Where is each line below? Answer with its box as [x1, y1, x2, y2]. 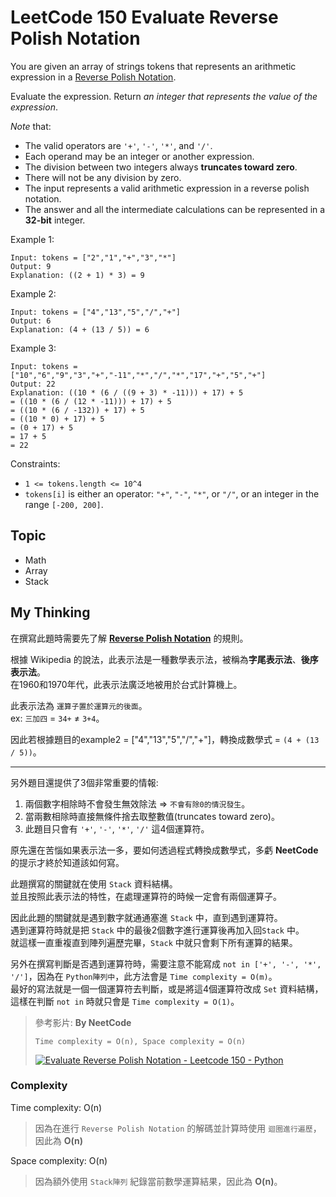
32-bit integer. [24, 214, 86, 226]
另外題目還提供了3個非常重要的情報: [10, 776, 159, 788]
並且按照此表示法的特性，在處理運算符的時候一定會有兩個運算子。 [10, 890, 282, 902]
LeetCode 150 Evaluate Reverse [10, 6, 279, 29]
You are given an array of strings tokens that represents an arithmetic [10, 60, 297, 72]
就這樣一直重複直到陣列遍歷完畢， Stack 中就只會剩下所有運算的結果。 [10, 936, 298, 948]
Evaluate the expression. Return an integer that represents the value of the [10, 90, 318, 102]
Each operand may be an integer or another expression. [24, 150, 255, 162]
